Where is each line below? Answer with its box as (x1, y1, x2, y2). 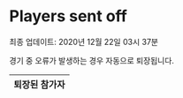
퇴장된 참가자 (13, 78, 65, 90)
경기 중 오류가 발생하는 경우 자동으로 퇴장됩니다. (9, 55, 175, 65)
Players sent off (9, 6, 128, 26)
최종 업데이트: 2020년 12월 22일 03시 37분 (9, 36, 159, 47)
